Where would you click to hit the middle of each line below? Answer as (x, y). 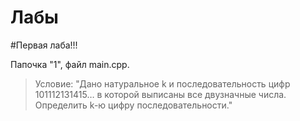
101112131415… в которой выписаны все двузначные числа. (160, 94)
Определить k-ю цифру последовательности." (133, 105)
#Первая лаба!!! (44, 45)
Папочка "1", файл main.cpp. (70, 64)
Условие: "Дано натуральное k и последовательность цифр (162, 83)
